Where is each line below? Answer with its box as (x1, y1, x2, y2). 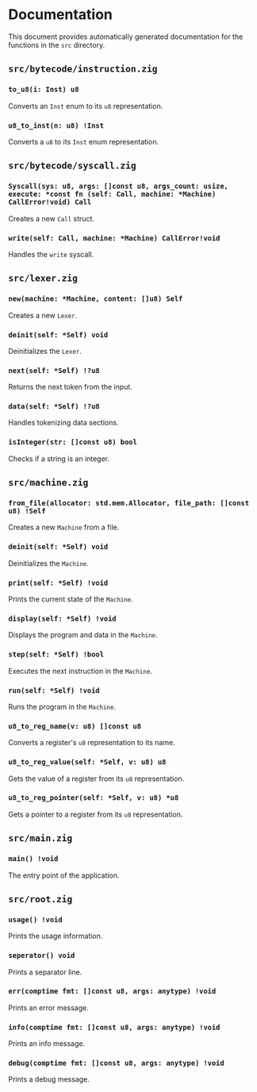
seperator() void (8, 951, 75, 960)
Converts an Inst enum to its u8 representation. (8, 101, 163, 110)
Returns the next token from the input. (8, 383, 132, 392)
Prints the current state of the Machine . (8, 594, 133, 604)
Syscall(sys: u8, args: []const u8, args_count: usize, (8, 182, 228, 191)
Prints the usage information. (8, 931, 103, 941)
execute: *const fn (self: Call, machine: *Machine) (8, 190, 217, 199)
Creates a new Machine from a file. (8, 522, 120, 533)
